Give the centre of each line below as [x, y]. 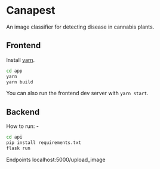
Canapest [31, 10]
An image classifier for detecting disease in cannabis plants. [80, 27]
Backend [23, 112]
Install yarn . [21, 60]
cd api [14, 137]
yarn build [20, 82]
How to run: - [22, 126]
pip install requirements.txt [44, 143]
